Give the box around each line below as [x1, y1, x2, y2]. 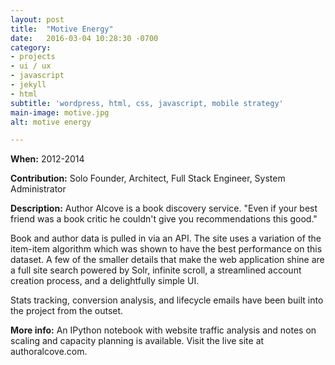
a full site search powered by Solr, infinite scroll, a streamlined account [10, 264, 302, 276]
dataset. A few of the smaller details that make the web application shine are [10, 254, 325, 266]
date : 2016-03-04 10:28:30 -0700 [10, 33, 159, 43]
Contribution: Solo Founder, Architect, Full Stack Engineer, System [10, 172, 286, 185]
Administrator [10, 183, 67, 195]
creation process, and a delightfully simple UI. [10, 275, 200, 287]
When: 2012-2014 [10, 153, 85, 165]
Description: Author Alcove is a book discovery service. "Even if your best [10, 202, 318, 215]
